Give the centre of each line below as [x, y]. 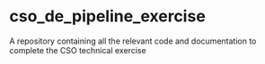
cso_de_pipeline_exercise [108, 16]
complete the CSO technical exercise [78, 50]
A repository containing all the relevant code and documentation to [133, 41]
